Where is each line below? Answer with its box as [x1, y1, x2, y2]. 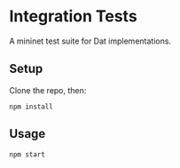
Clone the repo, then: [9, 84, 87, 95]
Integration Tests [9, 6, 137, 27]
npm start [9, 149, 46, 159]
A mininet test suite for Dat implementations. [9, 36, 171, 46]
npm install [9, 102, 53, 111]
